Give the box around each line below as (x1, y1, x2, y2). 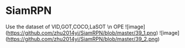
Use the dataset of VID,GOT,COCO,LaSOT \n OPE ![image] (5, 23, 146, 30)
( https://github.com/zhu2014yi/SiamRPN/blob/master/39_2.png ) (5, 35, 160, 42)
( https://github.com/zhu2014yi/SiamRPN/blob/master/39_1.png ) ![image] (5, 29, 180, 36)
